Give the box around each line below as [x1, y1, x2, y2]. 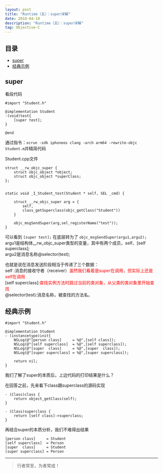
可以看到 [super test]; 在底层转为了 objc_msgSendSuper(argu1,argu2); [5, 234, 147, 240]
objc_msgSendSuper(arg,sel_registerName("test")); [14, 221, 118, 225]
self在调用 [5, 273, 26, 279]
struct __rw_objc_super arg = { [14, 199, 79, 204]
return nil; [14, 359, 38, 363]
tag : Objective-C [5, 25, 40, 30]
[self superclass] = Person [5, 441, 64, 445]
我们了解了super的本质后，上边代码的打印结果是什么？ [5, 372, 114, 378]
